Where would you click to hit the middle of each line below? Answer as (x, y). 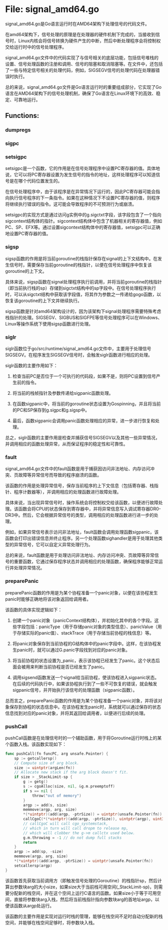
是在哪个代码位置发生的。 (36, 181)
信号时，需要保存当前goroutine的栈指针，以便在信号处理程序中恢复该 (81, 265)
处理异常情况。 (29, 568)
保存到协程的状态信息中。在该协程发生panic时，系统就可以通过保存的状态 (85, 707)
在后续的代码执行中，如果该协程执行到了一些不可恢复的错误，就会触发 (85, 684)
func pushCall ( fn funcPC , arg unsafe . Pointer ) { (57, 753)
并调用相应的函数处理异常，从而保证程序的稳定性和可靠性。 (66, 444)
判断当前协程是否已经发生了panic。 (71, 667)
